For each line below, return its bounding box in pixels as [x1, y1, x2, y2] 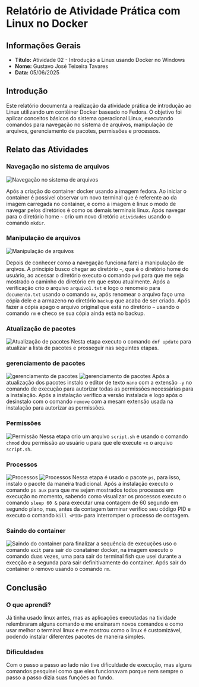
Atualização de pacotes [6, 324, 76, 333]
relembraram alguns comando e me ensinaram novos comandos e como [6, 620, 184, 627]
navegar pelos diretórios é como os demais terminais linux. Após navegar [6, 207, 186, 214]
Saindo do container [6, 526, 66, 535]
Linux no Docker [6, 17, 88, 30]
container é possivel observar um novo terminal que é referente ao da [6, 193, 177, 201]
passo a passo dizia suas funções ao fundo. [6, 674, 114, 681]
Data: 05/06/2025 [14, 69, 59, 76]
